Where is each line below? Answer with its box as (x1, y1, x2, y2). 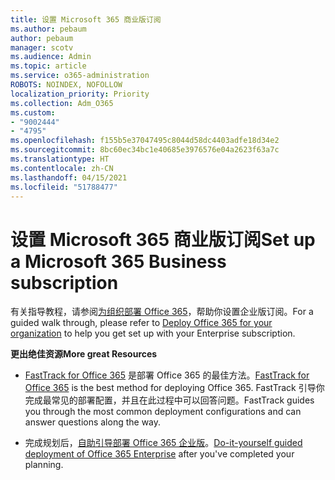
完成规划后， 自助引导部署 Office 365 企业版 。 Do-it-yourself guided (24, 437, 303, 449)
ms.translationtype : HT (10, 154, 110, 164)
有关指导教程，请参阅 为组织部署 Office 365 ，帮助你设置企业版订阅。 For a (10, 306, 314, 318)
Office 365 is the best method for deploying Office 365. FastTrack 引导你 (24, 382, 325, 394)
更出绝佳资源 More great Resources (10, 348, 158, 360)
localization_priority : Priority (10, 89, 150, 99)
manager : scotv (10, 42, 74, 53)
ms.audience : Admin (10, 52, 92, 62)
